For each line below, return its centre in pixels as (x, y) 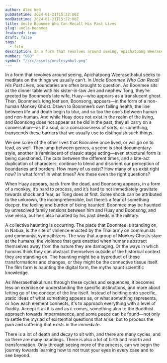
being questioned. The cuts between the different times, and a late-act (78, 158)
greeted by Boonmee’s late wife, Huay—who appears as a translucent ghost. (83, 96)
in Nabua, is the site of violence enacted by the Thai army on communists (80, 230)
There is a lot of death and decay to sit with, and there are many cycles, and (83, 334)
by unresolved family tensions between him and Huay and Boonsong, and (81, 210)
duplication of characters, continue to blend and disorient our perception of (83, 164)
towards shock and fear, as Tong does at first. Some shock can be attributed (83, 194)
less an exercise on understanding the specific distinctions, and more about (83, 288)
